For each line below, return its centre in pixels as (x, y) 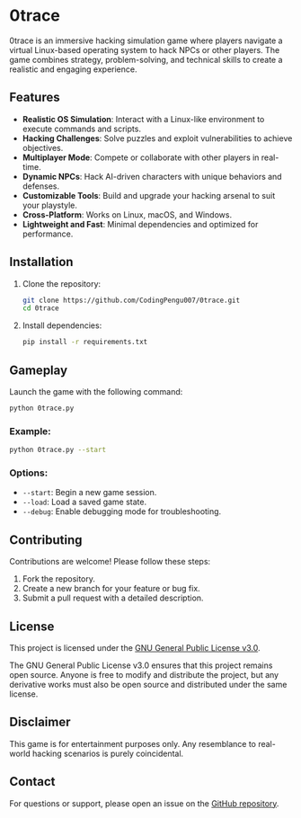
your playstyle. (50, 205)
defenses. (41, 186)
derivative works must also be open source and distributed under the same (148, 684)
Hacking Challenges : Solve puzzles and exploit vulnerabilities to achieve (157, 138)
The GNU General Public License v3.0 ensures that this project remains (141, 665)
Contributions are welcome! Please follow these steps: (110, 562)
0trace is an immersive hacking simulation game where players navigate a (146, 40)
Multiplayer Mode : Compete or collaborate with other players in (141, 157)
